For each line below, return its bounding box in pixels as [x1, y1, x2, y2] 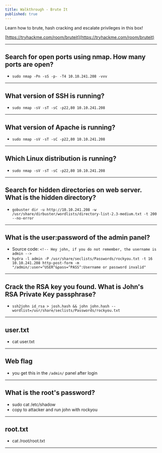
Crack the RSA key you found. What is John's [5, 283, 144, 291]
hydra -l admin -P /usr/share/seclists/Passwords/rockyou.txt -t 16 [12, 257, 153, 261]
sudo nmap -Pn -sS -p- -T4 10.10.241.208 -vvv [12, 74, 108, 79]
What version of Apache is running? [5, 123, 116, 131]
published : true [5, 12, 38, 16]
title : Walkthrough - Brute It [5, 7, 68, 12]
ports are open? [5, 60, 54, 68]
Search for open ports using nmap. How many [5, 53, 146, 61]
